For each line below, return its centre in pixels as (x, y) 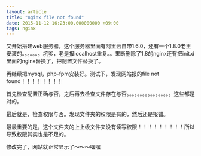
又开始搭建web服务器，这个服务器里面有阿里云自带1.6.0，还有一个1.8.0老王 (99, 46)
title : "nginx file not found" (45, 17)
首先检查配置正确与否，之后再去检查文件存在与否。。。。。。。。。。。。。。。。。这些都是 (100, 94)
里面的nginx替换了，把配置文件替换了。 (55, 61)
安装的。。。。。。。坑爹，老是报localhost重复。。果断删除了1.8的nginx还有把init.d (100, 54)
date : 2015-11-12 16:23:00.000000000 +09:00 (63, 23)
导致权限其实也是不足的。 (38, 134)
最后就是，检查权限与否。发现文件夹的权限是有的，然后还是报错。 (87, 114)
